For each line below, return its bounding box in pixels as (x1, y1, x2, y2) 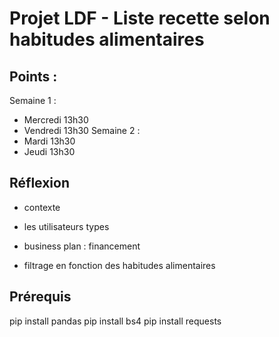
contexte (23, 201, 61, 213)
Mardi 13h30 (23, 135, 76, 147)
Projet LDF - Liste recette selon (9, 7, 271, 30)
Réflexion (9, 175, 71, 192)
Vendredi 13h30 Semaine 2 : (23, 125, 141, 136)
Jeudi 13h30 (23, 146, 76, 157)
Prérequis (9, 288, 72, 306)
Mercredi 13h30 (23, 114, 89, 126)
